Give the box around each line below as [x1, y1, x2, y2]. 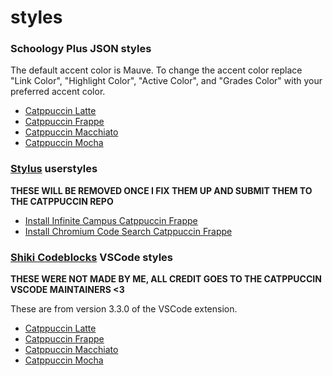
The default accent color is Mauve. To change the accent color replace [10, 64, 303, 76]
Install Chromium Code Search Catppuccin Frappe [24, 225, 233, 237]
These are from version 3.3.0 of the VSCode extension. [10, 303, 238, 315]
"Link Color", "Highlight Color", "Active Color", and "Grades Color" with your [10, 75, 323, 87]
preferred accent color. [10, 86, 106, 98]
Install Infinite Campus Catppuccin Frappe [24, 214, 198, 226]
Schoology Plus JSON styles [10, 42, 152, 56]
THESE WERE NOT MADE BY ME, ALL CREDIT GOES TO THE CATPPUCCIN [10, 273, 322, 285]
